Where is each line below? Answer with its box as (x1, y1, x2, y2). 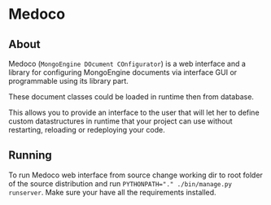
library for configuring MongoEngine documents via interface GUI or (8, 68, 238, 77)
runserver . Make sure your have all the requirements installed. (8, 187, 217, 197)
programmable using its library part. (8, 76, 129, 85)
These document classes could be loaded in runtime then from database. (8, 92, 255, 102)
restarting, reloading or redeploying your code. (8, 125, 165, 134)
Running (8, 148, 53, 163)
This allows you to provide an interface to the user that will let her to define (8, 107, 260, 117)
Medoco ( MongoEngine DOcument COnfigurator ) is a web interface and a (8, 59, 247, 68)
